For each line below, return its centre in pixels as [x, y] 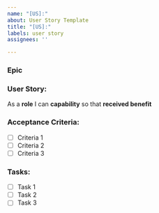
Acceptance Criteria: [44, 122]
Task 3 [27, 203]
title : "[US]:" [29, 27]
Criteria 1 [30, 138]
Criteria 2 [31, 145]
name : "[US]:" [28, 14]
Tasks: [19, 172]
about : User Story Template [48, 20]
